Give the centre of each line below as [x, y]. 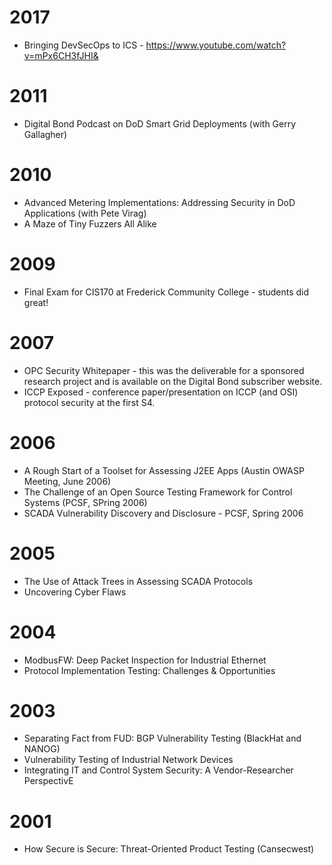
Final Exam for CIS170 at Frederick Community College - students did [166, 292]
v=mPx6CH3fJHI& [61, 55]
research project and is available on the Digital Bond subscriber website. [173, 381]
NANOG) [42, 749]
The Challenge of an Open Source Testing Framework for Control [158, 492]
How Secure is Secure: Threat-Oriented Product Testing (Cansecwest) [169, 849]
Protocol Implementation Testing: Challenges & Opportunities [149, 670]
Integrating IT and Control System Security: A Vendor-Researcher [158, 770]
